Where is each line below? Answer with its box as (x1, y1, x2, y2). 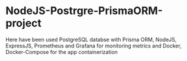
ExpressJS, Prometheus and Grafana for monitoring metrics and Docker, (5, 42, 182, 49)
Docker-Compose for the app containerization (5, 48, 118, 55)
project (5, 16, 42, 30)
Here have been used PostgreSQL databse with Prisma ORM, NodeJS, (5, 36, 177, 43)
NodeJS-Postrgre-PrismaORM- (5, 4, 163, 18)
